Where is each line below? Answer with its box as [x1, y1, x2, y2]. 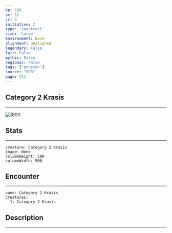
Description [5, 213, 44, 222]
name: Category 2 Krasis [5, 190, 58, 196]
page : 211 [5, 74, 27, 79]
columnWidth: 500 [5, 158, 42, 163]
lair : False [5, 50, 31, 55]
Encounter [5, 172, 39, 181]
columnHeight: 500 [5, 154, 45, 159]
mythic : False [5, 55, 36, 60]
